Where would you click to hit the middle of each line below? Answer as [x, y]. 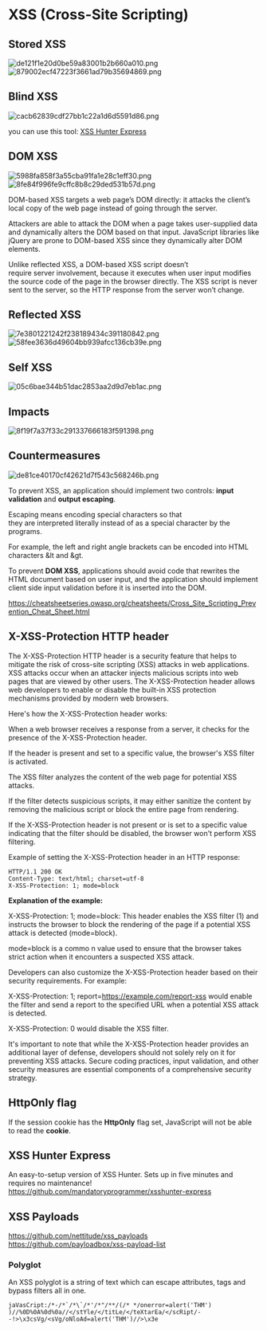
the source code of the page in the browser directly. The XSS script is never [133, 281]
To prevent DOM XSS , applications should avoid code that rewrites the [124, 571]
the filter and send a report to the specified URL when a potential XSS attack [133, 1004]
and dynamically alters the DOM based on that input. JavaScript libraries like [134, 232]
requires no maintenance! [50, 1183]
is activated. [28, 761]
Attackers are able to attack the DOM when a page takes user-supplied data [133, 223]
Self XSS [31, 367]
